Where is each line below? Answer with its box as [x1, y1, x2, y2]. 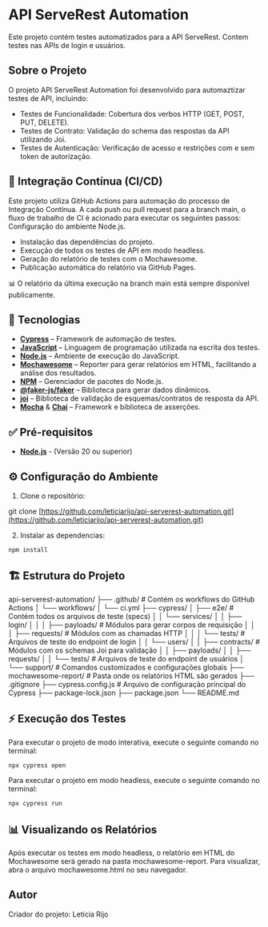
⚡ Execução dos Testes [8, 712, 126, 725]
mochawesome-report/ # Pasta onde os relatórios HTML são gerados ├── [8, 670, 254, 681]
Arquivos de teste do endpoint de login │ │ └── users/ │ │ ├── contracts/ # [8, 637, 260, 646]
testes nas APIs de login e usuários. [8, 40, 126, 50]
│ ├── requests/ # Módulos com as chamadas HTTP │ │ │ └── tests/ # [8, 628, 246, 637]
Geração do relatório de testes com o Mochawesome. [19, 254, 198, 263]
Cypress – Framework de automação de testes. [19, 334, 178, 344]
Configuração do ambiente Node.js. [8, 222, 126, 231]
